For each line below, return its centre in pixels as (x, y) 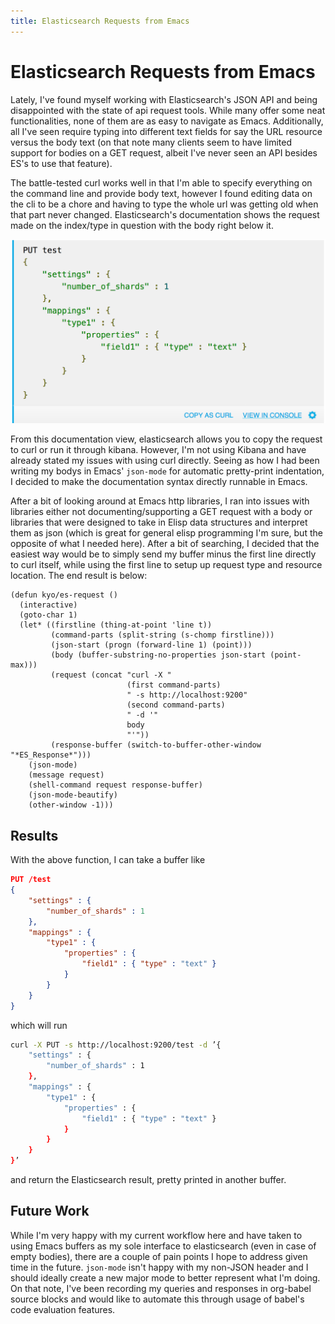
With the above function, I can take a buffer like (108, 860)
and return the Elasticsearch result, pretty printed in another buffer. (148, 1180)
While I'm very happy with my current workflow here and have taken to (156, 1235)
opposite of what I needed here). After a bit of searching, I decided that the (165, 544)
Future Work (50, 1211)
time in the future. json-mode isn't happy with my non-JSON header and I (159, 1267)
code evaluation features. (63, 1309)
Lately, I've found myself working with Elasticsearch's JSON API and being (164, 99)
